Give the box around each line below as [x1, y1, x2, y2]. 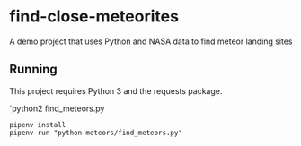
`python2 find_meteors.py [9, 103, 105, 114]
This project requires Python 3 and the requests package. [9, 85, 223, 96]
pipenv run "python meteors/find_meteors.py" [9, 128, 182, 137]
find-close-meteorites [9, 6, 180, 27]
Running [9, 62, 58, 77]
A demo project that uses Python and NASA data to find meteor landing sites [9, 36, 293, 47]
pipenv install [9, 120, 66, 129]
